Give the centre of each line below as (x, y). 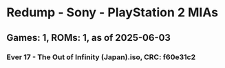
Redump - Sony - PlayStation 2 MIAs (112, 13)
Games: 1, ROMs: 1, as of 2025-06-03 (89, 38)
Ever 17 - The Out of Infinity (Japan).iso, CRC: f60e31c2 (101, 57)
